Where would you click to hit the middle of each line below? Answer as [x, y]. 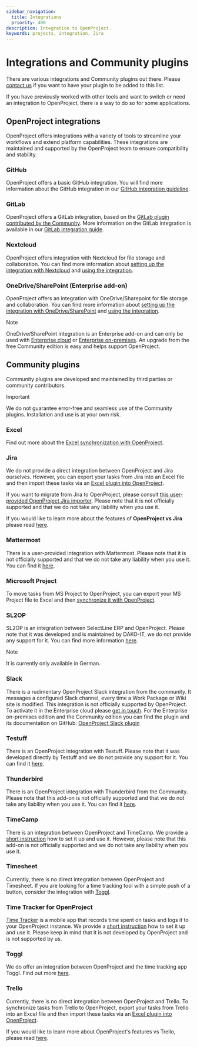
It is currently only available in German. [54, 664]
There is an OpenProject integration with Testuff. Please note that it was [93, 751]
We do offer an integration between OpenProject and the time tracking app [96, 967]
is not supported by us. [34, 939]
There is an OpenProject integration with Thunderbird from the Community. [97, 792]
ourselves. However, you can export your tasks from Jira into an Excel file [95, 477]
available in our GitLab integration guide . [55, 229]
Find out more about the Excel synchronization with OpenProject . [85, 442]
